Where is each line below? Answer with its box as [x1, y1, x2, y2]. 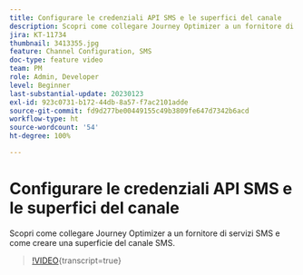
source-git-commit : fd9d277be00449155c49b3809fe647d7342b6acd [9, 106, 249, 115]
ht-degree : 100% [9, 132, 71, 141]
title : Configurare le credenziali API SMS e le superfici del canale [9, 13, 282, 23]
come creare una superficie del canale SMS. [9, 237, 175, 248]
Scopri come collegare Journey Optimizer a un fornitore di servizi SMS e [9, 228, 280, 239]
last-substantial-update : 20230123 [9, 89, 144, 98]
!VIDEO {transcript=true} [31, 255, 122, 266]
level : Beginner [9, 81, 71, 90]
